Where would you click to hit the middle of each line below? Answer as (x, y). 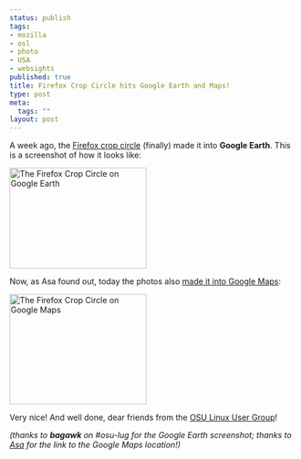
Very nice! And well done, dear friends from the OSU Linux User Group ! (144, 418)
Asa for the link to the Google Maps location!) (95, 445)
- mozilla (28, 35)
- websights (32, 69)
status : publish (40, 18)
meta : (20, 102)
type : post (30, 94)
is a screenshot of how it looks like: (75, 155)
